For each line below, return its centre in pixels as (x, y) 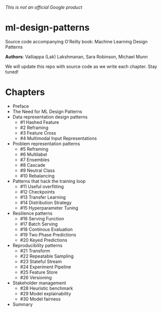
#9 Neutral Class (37, 170)
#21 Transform (35, 251)
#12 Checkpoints (37, 192)
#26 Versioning (36, 277)
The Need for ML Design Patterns (47, 111)
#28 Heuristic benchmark (47, 288)
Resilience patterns (32, 213)
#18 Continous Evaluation (46, 229)
